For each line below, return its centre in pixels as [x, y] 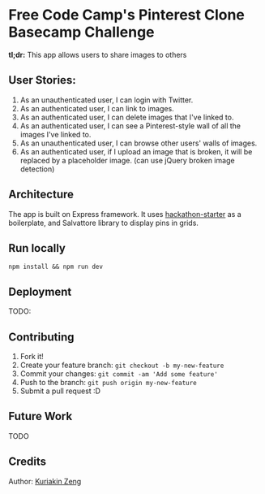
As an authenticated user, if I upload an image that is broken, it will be [136, 151]
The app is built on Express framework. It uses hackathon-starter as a [125, 214]
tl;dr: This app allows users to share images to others [98, 54]
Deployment [40, 291]
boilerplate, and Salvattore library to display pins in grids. [103, 223]
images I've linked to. [56, 134]
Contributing [41, 337]
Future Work [41, 416]
